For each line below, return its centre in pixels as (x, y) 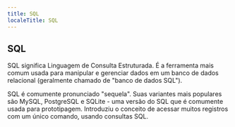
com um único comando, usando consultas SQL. (78, 116)
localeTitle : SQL (33, 20)
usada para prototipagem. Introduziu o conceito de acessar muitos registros (118, 109)
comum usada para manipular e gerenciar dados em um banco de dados (113, 73)
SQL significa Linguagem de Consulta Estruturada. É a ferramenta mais (110, 66)
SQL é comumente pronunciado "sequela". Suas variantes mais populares (115, 94)
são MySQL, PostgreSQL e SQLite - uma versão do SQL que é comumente (115, 102)
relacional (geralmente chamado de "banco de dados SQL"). (95, 81)
